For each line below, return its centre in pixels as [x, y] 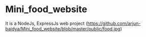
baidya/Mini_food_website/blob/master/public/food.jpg [63, 28]
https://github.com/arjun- [114, 23]
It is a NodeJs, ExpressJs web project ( [46, 23]
